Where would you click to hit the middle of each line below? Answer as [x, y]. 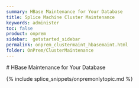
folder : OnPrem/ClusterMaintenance [50, 51]
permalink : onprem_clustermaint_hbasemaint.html [67, 45]
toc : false [20, 28]
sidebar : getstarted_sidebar [43, 39]
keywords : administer [33, 23]
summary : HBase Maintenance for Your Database [64, 12]
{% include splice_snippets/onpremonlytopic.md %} [69, 78]
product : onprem [26, 34]
